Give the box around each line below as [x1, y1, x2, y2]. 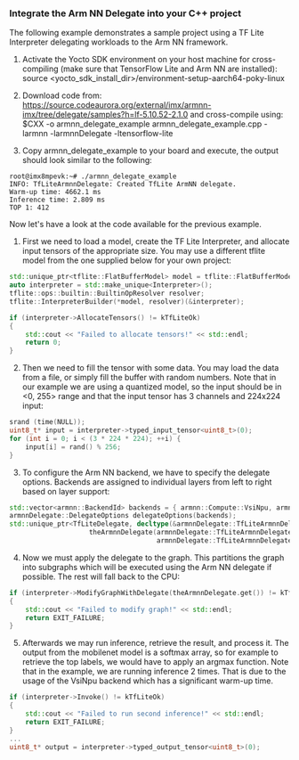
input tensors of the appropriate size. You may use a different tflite [21, 246, 265, 257]
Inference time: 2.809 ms [9, 195, 105, 205]
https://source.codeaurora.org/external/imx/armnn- [21, 100, 212, 110]
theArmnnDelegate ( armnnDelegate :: [88, 528, 217, 537]
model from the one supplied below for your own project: [21, 255, 231, 266]
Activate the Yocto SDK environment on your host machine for [21, 54, 251, 65]
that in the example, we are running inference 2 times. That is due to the [21, 666, 287, 677]
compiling [21, 63, 60, 74]
